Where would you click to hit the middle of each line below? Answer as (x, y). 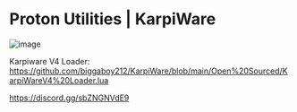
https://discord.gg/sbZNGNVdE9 (69, 98)
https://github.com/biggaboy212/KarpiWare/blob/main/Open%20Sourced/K (148, 71)
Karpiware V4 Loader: (50, 61)
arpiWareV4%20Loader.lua (59, 80)
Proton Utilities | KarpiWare (113, 19)
